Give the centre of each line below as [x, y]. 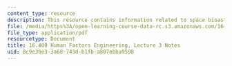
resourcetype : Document [41, 39]
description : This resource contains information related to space [106, 20]
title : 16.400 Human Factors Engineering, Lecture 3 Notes [94, 45]
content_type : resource [41, 13]
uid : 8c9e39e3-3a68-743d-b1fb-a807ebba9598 [71, 52]
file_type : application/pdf [48, 33]
